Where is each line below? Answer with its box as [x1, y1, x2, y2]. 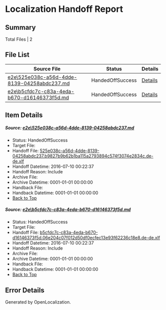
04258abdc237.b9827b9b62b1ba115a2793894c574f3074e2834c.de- [12, 153, 154, 159]
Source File [33, 65, 61, 72]
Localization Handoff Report [5, 3, 124, 15]
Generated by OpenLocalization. [5, 299, 71, 305]
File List [5, 51, 30, 59]
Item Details [5, 111, 43, 119]
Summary [5, 23, 36, 32]
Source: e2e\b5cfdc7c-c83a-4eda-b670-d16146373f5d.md [5, 207, 131, 212]
